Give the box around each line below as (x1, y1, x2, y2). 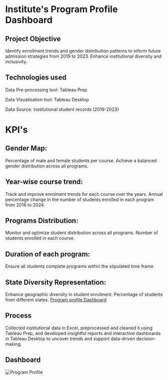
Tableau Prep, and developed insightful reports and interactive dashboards (5, 330, 161, 336)
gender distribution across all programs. (5, 163, 89, 169)
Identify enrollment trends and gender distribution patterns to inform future (5, 48, 161, 54)
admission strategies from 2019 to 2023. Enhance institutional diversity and (5, 53, 162, 59)
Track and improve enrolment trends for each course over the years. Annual (5, 191, 163, 197)
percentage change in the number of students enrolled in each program (5, 196, 154, 202)
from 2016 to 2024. (5, 201, 45, 208)
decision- (136, 335, 156, 342)
